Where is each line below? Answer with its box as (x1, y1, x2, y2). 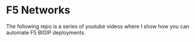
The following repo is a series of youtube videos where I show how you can (6, 23, 190, 30)
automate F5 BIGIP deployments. (6, 29, 86, 36)
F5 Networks (6, 3, 71, 17)
